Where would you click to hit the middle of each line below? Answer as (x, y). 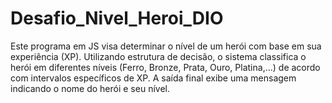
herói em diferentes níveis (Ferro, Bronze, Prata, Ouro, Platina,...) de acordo (165, 67)
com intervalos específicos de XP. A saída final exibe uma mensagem (153, 78)
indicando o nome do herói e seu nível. (90, 88)
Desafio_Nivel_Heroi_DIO (117, 18)
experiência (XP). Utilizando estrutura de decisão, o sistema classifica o (158, 56)
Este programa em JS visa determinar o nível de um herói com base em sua (166, 46)
